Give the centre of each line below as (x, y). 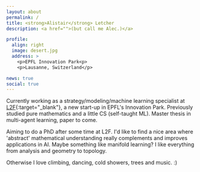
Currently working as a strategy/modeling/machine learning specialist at (95, 101)
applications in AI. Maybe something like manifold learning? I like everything (100, 144)
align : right (28, 45)
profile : (17, 40)
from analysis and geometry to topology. (57, 151)
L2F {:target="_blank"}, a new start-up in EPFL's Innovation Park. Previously (100, 107)
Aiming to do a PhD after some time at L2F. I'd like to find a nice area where (100, 132)
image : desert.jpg (35, 51)
